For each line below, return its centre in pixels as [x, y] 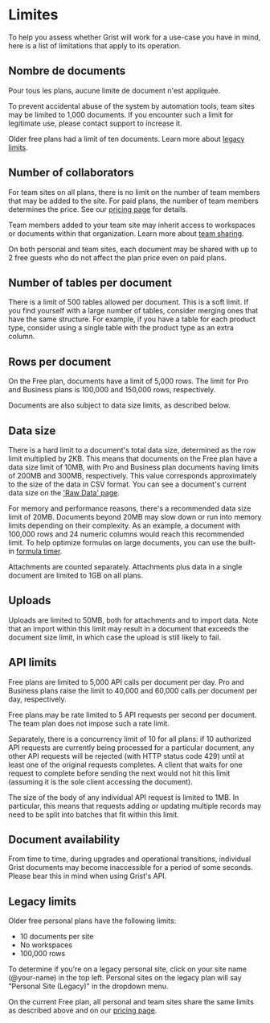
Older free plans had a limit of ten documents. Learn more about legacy [127, 139]
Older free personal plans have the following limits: [92, 921]
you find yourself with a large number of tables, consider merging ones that [133, 311]
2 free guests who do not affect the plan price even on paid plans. [118, 257]
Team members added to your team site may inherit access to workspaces [132, 225]
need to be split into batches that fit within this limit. [94, 814]
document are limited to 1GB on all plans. [76, 575]
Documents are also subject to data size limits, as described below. [119, 405]
